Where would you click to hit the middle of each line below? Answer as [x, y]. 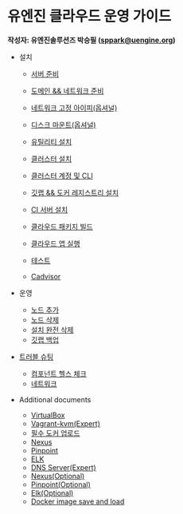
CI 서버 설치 [49, 209]
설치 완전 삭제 [52, 330]
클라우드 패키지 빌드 [62, 226]
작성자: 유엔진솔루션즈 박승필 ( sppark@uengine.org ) [91, 40]
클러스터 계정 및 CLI [62, 176]
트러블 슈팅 [36, 357]
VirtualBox [48, 415]
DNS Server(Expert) [63, 467]
